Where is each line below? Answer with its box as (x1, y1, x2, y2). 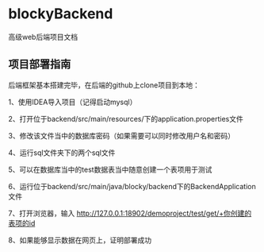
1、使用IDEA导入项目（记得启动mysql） (8, 97, 137, 107)
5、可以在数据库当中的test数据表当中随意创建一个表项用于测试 (8, 165, 212, 174)
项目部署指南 (8, 57, 71, 72)
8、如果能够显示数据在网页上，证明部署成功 (8, 235, 152, 245)
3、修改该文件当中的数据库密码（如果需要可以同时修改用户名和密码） (8, 130, 235, 140)
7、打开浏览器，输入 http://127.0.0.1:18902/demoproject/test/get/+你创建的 (8, 208, 252, 218)
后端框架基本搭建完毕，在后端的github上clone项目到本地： (8, 80, 200, 90)
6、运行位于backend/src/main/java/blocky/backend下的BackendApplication (8, 181, 256, 191)
